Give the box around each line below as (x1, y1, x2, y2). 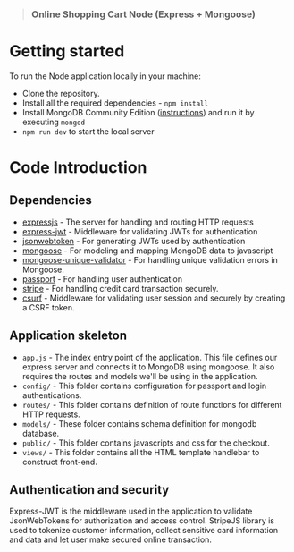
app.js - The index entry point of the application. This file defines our (21, 352, 278, 362)
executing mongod (21, 116, 86, 127)
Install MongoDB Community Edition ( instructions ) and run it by (21, 106, 255, 117)
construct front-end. (21, 456, 98, 467)
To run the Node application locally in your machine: (9, 71, 201, 81)
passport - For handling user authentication (21, 273, 183, 284)
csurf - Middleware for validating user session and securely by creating (21, 293, 286, 303)
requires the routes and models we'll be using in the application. (21, 370, 258, 381)
